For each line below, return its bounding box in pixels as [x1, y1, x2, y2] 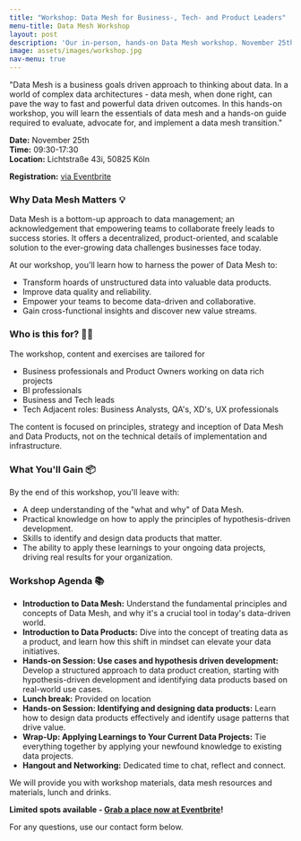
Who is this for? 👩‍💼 [9, 328, 94, 340]
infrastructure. [9, 440, 63, 451]
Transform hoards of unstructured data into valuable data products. [21, 277, 271, 287]
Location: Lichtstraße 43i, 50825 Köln [9, 154, 150, 164]
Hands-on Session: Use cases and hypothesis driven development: [21, 656, 279, 666]
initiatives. [21, 646, 60, 656]
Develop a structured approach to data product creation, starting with [21, 665, 279, 676]
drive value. [21, 722, 66, 733]
